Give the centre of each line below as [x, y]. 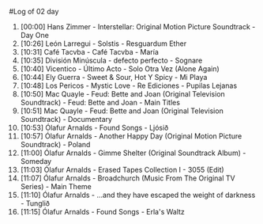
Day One [35, 35]
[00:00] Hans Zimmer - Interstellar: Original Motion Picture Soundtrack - [138, 27]
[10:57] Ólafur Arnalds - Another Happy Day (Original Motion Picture [131, 136]
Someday [36, 161]
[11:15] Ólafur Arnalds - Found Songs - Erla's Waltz [102, 212]
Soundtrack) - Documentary [66, 119]
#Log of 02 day [34, 11]
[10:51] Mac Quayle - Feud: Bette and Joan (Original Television [122, 111]
